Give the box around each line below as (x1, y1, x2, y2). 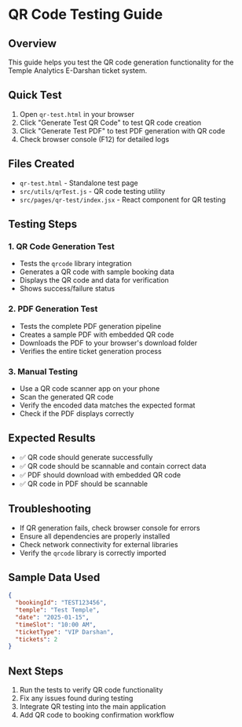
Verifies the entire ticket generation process (19, 346, 163, 356)
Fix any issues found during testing (19, 693, 134, 703)
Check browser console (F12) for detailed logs (19, 134, 170, 144)
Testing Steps (8, 217, 78, 231)
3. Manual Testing (8, 366, 79, 377)
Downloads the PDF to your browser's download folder (19, 338, 198, 347)
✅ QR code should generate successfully (19, 452, 153, 462)
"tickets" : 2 (15, 635, 58, 643)
